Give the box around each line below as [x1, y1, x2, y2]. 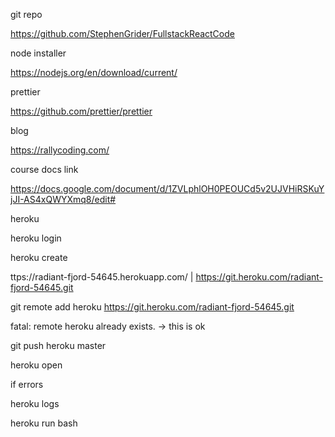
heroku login [10, 232, 62, 244]
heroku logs [10, 398, 60, 409]
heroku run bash [10, 417, 78, 429]
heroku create [10, 252, 68, 263]
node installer [10, 47, 67, 59]
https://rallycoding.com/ [10, 144, 110, 156]
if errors [10, 379, 44, 390]
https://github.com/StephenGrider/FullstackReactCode [10, 28, 235, 39]
